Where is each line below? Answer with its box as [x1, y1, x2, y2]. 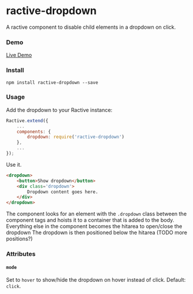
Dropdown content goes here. [27, 189, 99, 195]
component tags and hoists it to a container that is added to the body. [6, 217, 175, 224]
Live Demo [6, 52, 32, 59]
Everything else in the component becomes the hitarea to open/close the [6, 223, 182, 230]
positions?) [6, 235, 33, 242]
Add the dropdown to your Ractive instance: [6, 106, 113, 113]
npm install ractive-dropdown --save [6, 79, 99, 86]
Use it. [6, 161, 22, 168]
